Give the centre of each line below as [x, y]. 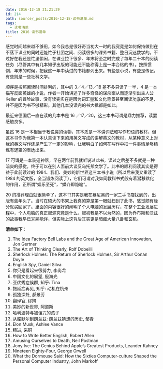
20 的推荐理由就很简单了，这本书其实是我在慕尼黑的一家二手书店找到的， [79, 195]
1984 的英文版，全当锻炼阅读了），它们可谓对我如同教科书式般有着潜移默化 [80, 178]
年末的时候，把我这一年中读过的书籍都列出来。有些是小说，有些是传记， [86, 70]
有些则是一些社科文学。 [29, 77]
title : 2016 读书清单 [26, 32]
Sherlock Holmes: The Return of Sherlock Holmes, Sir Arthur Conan [80, 254]
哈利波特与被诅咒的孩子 [36, 313]
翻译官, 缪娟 [24, 300]
